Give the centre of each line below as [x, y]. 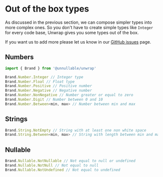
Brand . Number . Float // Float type [40, 81]
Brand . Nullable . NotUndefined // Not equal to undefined [63, 170]
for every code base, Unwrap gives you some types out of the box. [72, 32]
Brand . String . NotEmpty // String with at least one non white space [76, 130]
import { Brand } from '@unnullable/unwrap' [51, 68]
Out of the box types [47, 9]
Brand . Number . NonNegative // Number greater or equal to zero [69, 95]
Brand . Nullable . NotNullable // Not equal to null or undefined [70, 161]
